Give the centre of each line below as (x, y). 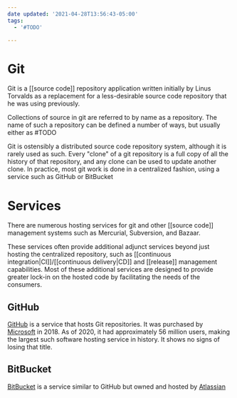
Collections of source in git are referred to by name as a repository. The (112, 118)
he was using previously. (44, 103)
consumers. (25, 285)
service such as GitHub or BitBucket (60, 177)
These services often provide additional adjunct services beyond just (109, 247)
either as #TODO (32, 133)
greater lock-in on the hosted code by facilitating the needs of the (104, 277)
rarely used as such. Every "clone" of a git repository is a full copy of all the (118, 154)
